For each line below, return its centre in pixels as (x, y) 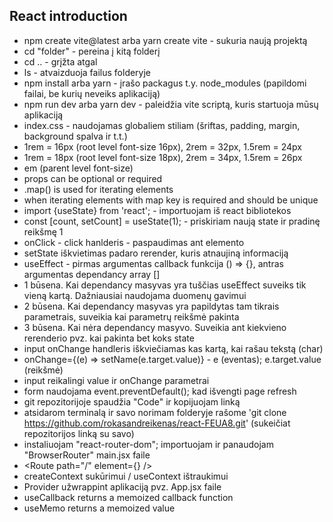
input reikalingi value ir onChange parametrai (116, 380)
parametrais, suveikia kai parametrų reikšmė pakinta (131, 316)
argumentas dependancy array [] (92, 274)
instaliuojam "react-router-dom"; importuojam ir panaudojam (148, 444)
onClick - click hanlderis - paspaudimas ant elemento (134, 242)
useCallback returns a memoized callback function (128, 497)
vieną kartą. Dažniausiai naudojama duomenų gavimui (135, 295)
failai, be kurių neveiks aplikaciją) (92, 93)
